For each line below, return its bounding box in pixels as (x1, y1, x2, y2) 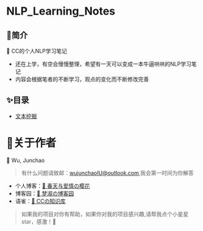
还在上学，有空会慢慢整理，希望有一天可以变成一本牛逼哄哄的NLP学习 (15, 60, 192, 68)
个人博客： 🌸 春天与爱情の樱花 (15, 182, 90, 190)
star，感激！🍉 (21, 218, 57, 225)
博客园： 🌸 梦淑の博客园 (15, 190, 74, 197)
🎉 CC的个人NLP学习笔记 (6, 48, 67, 54)
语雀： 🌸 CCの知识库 (15, 197, 66, 205)
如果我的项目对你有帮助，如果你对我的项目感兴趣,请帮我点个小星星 (21, 210, 189, 218)
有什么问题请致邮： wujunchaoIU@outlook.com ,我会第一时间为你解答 (21, 169, 194, 176)
